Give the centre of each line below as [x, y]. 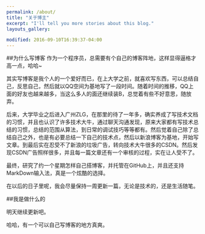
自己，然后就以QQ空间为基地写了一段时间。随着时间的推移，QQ [108, 87]
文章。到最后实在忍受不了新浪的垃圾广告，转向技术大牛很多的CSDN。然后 [99, 145]
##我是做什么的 [26, 199]
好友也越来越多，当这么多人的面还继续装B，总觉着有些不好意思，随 [102, 94]
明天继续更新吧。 [28, 212]
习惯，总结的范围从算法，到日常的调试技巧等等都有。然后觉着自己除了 [105, 130]
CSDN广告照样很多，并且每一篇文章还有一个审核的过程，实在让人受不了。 [105, 152]
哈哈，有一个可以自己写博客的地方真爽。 [57, 225]
